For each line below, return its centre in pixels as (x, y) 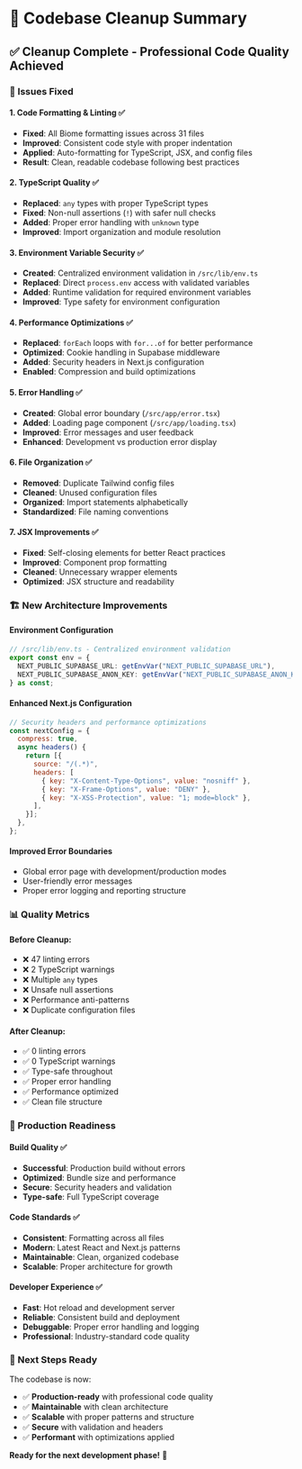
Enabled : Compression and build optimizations (109, 372)
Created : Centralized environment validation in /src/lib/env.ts (140, 273)
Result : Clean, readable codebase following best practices (131, 162)
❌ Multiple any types (60, 980)
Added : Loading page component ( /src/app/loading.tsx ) (129, 422)
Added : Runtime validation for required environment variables (137, 293)
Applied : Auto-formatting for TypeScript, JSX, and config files (138, 152)
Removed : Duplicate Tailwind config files (98, 483)
